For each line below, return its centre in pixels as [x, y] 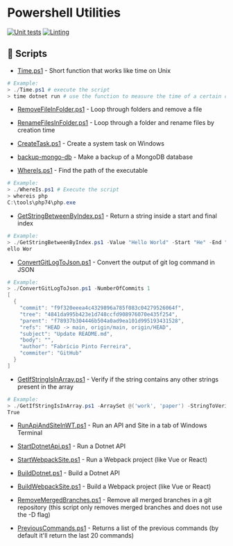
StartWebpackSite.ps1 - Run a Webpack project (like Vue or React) [112, 460]
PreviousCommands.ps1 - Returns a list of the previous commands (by [118, 528]
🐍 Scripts [27, 54]
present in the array [45, 386]
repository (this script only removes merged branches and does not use [120, 507]
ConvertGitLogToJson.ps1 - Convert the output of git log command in [116, 262]
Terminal [30, 433]
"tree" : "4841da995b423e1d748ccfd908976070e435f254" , [99, 314]
